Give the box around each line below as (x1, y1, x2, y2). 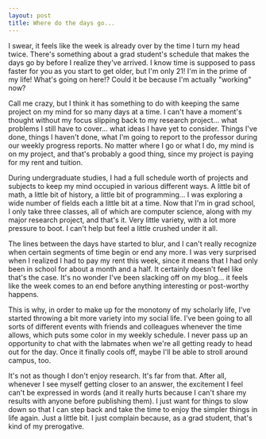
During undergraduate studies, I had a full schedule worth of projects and (8, 172, 249, 183)
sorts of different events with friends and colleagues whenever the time (8, 322, 242, 331)
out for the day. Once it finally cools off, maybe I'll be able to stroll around (8, 347, 249, 356)
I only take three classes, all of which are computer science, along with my (8, 206, 253, 216)
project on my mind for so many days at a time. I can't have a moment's (8, 106, 242, 116)
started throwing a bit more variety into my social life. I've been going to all (8, 313, 253, 322)
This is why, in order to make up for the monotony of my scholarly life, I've (8, 305, 251, 314)
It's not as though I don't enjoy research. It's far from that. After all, (8, 371, 227, 380)
